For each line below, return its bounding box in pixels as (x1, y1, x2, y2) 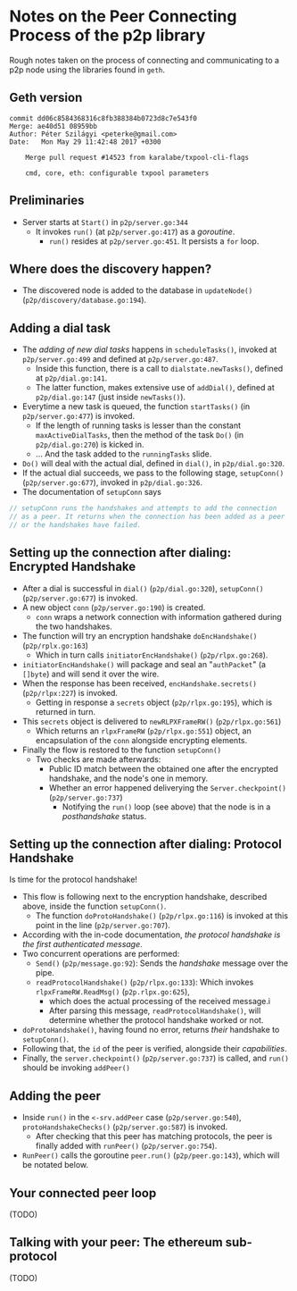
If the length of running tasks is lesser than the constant (35, 420, 242, 431)
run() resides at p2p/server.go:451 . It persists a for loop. (48, 235, 260, 247)
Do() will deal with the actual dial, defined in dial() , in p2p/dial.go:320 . (21, 458, 285, 469)
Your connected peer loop (9, 1186, 157, 1201)
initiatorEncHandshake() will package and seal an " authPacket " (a (21, 658, 266, 669)
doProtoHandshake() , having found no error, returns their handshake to (21, 1025, 280, 1035)
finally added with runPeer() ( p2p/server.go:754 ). (35, 1141, 218, 1152)
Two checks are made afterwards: (35, 753, 161, 765)
